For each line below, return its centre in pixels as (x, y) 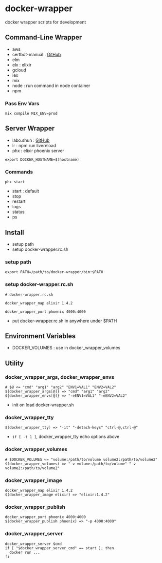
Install (15, 232)
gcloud (19, 70)
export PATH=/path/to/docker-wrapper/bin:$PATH (54, 272)
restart (19, 201)
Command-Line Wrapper (44, 37)
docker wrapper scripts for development (45, 22)
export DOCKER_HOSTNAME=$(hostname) (42, 159)
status (18, 212)
